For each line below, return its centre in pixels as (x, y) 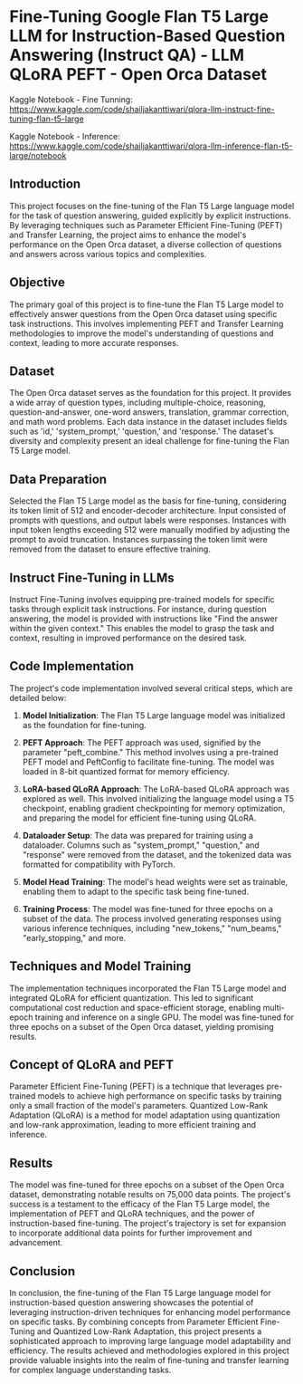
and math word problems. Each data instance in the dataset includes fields (148, 422)
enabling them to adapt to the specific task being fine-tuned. (136, 891)
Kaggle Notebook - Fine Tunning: (71, 99)
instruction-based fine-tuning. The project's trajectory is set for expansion (148, 1224)
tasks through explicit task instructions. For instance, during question (138, 609)
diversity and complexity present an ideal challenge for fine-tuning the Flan (149, 441)
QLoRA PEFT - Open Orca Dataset (138, 75)
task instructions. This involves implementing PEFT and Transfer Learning (147, 323)
